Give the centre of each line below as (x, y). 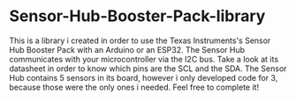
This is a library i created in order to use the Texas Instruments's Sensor (140, 40)
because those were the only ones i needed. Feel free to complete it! (134, 87)
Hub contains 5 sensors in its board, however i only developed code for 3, (144, 77)
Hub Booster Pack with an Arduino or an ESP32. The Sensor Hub (127, 49)
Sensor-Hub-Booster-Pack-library (137, 16)
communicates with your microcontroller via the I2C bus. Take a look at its (144, 59)
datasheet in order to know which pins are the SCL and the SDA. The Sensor (148, 69)
